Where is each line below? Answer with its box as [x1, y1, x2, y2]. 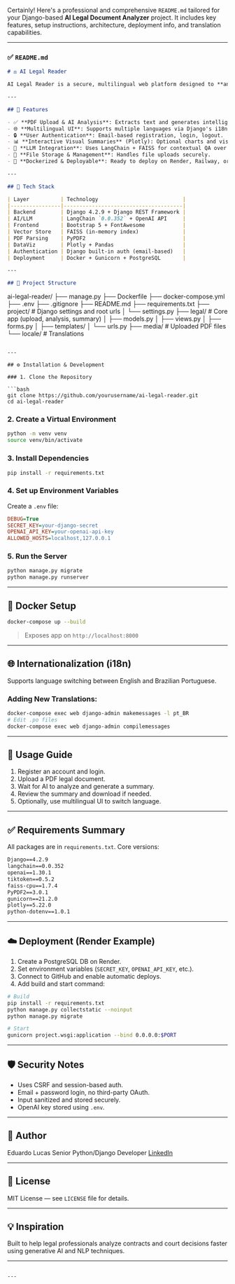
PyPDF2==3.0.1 [7, 889, 49, 896]
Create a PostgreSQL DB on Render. [17, 957, 122, 965]
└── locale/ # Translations [7, 329, 85, 338]
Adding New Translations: [7, 693, 98, 703]
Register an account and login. [17, 767, 106, 776]
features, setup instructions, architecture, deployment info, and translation [7, 21, 222, 29]
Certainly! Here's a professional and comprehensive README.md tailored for [7, 6, 220, 14]
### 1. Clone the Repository [7, 374, 92, 381]
